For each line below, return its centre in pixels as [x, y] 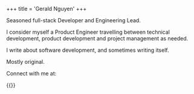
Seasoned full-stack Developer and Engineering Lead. [73, 20]
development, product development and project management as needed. [97, 38]
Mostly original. [26, 62]
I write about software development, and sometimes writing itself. [88, 50]
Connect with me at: [31, 74]
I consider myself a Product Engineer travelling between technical [88, 32]
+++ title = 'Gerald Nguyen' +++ [47, 9]
